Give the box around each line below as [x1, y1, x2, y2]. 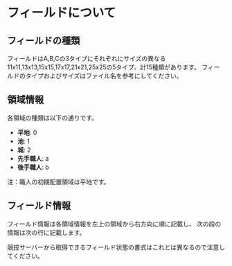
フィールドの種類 [7, 35, 80, 46]
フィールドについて [7, 5, 116, 21]
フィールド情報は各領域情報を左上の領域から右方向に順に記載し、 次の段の [7, 220, 222, 228]
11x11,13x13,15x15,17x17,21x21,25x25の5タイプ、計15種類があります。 [7, 63, 201, 71]
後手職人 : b [17, 163, 50, 171]
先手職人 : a [17, 154, 49, 162]
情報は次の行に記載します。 [7, 228, 86, 236]
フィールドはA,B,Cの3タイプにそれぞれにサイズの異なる [7, 55, 166, 62]
